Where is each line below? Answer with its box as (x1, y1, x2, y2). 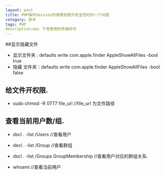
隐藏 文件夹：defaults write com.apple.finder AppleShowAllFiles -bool (12, 64, 160, 70)
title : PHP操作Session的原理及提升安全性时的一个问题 (5, 12, 109, 17)
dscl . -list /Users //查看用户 (12, 131, 72, 137)
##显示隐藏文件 (5, 41, 38, 48)
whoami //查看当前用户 (12, 164, 61, 170)
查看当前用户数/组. (5, 117, 65, 125)
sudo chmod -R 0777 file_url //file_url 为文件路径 (12, 100, 115, 106)
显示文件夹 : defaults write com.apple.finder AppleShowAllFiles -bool (12, 52, 158, 58)
